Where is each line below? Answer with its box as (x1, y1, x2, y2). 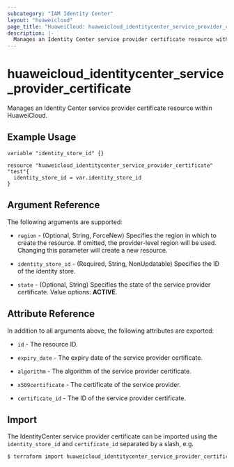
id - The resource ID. (17, 340, 78, 348)
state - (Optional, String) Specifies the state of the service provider (17, 280, 211, 289)
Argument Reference (7, 199, 100, 211)
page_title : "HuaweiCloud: (7, 23, 86, 30)
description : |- (7, 29, 54, 37)
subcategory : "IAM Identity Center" (7, 10, 114, 17)
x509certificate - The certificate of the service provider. (17, 380, 181, 388)
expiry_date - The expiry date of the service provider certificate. (17, 353, 203, 362)
